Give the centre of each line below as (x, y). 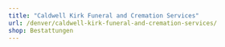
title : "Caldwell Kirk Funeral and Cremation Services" (104, 16)
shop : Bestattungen (41, 30)
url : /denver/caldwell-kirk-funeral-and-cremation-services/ (113, 23)
